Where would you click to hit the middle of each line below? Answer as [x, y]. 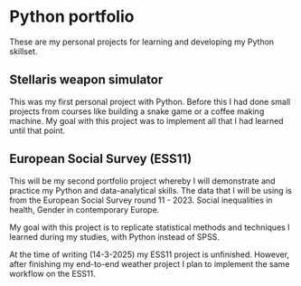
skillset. [24, 51]
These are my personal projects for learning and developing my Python [142, 42]
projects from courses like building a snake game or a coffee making [137, 111]
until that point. [38, 130]
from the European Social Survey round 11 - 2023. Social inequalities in [141, 200]
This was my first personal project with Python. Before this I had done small [150, 101]
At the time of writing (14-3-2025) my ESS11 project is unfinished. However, [150, 254]
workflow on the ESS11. [53, 273]
